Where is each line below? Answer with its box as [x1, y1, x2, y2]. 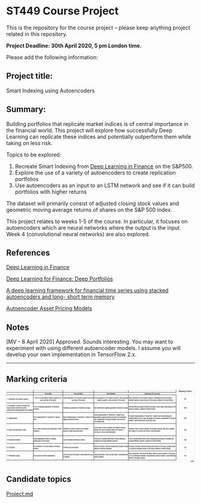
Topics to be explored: [6, 151, 62, 158]
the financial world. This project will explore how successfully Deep [6, 126, 172, 134]
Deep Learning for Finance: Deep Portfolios [6, 275, 114, 282]
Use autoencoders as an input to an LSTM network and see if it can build [14, 182, 195, 189]
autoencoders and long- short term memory [6, 293, 115, 300]
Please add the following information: [6, 53, 98, 61]
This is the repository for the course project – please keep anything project [6, 24, 190, 31]
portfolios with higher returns [14, 188, 87, 195]
